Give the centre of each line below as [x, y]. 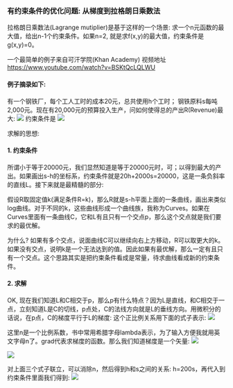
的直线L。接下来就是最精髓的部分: [55, 184]
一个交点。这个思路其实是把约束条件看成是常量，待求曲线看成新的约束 [113, 257]
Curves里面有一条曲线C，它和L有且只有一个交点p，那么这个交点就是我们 [111, 216]
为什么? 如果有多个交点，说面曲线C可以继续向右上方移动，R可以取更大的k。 [116, 240]
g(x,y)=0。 [23, 45]
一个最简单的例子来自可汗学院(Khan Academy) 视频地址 [87, 60]
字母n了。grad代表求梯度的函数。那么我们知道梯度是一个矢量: [101, 341]
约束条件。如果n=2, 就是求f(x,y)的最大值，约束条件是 [128, 36]
